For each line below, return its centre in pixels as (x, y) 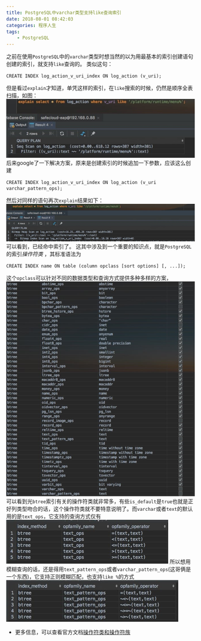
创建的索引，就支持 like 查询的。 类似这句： (60, 64)
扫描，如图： (22, 95)
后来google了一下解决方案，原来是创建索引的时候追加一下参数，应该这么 (96, 163)
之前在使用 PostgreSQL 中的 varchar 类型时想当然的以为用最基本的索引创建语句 (100, 56)
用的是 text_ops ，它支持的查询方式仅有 (54, 516)
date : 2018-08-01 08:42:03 (40, 19)
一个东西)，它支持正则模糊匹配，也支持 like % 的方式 (70, 576)
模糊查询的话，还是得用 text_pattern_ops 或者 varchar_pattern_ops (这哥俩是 (99, 569)
